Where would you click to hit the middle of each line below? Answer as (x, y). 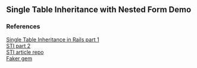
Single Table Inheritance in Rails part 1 (53, 39)
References (23, 27)
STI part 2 (18, 46)
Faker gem (19, 58)
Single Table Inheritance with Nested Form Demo (99, 10)
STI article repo (25, 52)
